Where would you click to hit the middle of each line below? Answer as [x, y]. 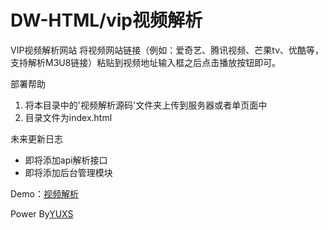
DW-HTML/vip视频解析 [106, 20]
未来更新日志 [36, 138]
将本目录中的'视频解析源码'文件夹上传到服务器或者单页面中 [146, 105]
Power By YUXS [42, 213]
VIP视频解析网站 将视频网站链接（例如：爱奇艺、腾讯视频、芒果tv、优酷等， [167, 50]
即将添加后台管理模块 [68, 172]
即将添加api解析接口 [66, 160]
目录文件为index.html [68, 117]
